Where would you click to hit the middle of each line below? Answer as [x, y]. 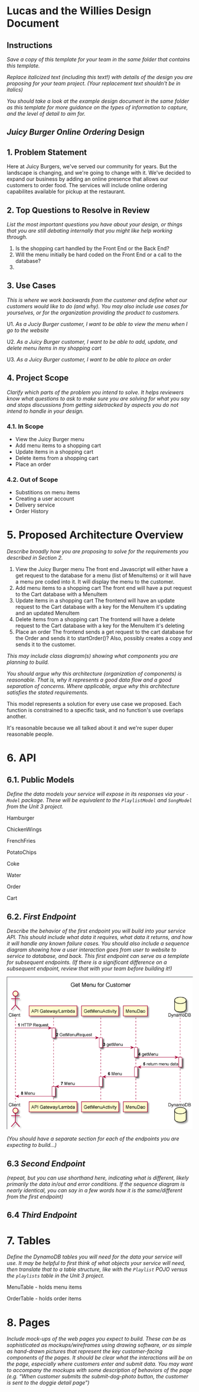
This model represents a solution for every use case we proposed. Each [94, 704]
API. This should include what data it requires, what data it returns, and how [99, 937]
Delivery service [35, 505]
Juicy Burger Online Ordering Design [76, 132]
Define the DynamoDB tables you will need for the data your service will [94, 1257]
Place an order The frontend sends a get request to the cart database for [104, 632]
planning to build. [28, 662]
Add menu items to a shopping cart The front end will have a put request [104, 588]
